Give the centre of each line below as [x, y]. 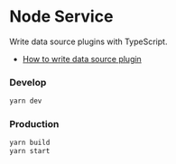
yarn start [30, 151]
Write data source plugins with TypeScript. [88, 41]
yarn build [30, 143]
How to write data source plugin [82, 59]
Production [34, 124]
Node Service [61, 17]
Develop [28, 82]
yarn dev [26, 101]
